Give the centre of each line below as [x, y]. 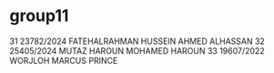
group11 [39, 16]
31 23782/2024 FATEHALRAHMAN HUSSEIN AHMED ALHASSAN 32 [137, 41]
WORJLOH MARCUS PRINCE [64, 60]
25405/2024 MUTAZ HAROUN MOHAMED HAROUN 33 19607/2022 [137, 50]
